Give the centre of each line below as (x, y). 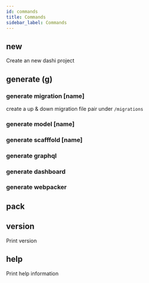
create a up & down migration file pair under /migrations (75, 108)
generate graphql (32, 156)
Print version (21, 241)
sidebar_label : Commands (37, 22)
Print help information (32, 273)
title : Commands (26, 17)
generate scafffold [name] (44, 140)
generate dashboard (36, 172)
